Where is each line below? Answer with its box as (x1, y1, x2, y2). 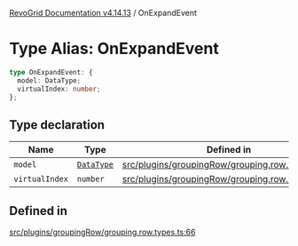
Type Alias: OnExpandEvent (9, 39, 219, 59)
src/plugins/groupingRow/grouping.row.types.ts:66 (9, 226, 196, 238)
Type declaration (9, 117, 105, 132)
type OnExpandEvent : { (9, 67, 93, 76)
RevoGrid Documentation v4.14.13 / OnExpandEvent (9, 8, 198, 18)
